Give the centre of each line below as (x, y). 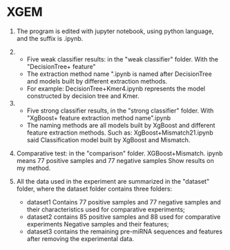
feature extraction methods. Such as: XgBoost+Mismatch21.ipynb (120, 133)
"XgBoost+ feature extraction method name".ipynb (99, 117)
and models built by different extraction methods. (97, 81)
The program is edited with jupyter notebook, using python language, (115, 31)
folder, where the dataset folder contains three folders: (94, 189)
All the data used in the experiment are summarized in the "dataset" (113, 181)
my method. (33, 168)
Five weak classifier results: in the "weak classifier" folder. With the (123, 59)
